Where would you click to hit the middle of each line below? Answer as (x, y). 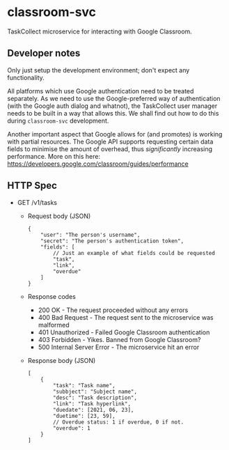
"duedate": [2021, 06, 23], (93, 410)
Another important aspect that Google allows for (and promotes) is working (115, 134)
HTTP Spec (32, 186)
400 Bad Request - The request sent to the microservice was (126, 317)
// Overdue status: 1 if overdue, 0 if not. (118, 422)
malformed (54, 325)
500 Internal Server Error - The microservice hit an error (119, 347)
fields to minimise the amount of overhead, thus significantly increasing (110, 149)
